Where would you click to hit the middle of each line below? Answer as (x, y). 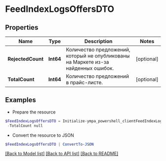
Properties (22, 27)
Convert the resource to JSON (43, 135)
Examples (21, 100)
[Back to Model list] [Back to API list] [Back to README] (62, 154)
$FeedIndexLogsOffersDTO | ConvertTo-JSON (49, 144)
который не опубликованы (98, 56)
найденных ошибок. (90, 68)
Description (98, 41)
